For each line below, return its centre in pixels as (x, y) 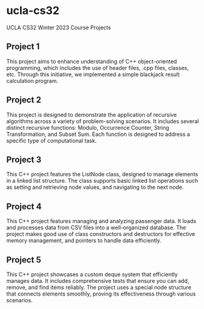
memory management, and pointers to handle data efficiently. (84, 241)
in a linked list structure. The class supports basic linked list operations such (102, 181)
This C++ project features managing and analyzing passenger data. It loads (101, 221)
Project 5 (24, 260)
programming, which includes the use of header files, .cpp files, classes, (98, 68)
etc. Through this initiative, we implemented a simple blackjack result (93, 74)
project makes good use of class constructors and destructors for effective (101, 234)
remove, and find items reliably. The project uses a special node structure (99, 287)
